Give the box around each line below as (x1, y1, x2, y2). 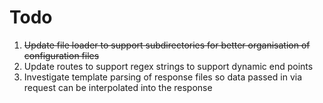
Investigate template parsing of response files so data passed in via (23, 71, 303, 83)
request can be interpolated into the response (23, 81, 213, 93)
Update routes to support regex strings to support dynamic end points (23, 60, 314, 72)
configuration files (23, 49, 100, 61)
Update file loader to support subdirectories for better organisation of (23, 39, 311, 51)
